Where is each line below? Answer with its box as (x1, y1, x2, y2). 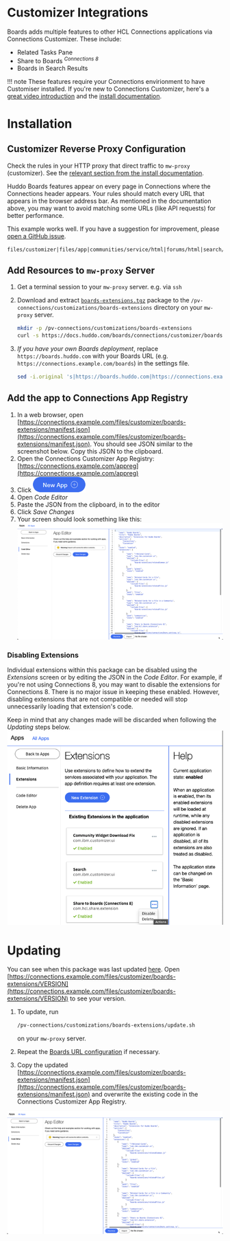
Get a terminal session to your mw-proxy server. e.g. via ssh (16, 283, 183, 291)
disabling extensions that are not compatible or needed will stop (7, 695, 188, 704)
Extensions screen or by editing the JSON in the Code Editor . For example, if (7, 673, 222, 682)
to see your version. (69, 994, 127, 1003)
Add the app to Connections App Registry (7, 392, 188, 404)
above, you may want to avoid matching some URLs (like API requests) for (7, 204, 216, 212)
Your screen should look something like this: (16, 515, 142, 523)
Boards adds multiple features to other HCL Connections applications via (7, 27, 213, 36)
